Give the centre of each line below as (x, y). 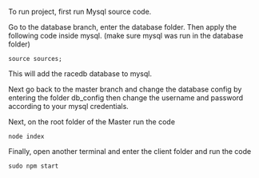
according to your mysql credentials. (69, 106)
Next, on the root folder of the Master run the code (92, 122)
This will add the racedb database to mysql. (80, 74)
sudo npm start (34, 166)
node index (26, 136)
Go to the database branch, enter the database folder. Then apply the (123, 27)
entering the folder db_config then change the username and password (126, 98)
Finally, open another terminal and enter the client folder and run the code (130, 151)
